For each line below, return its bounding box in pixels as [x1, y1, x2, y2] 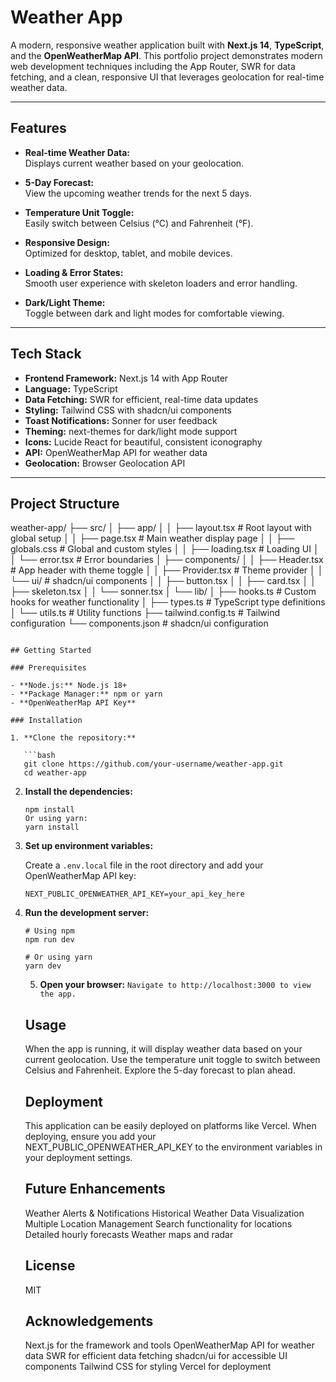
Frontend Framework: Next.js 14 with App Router [24, 372, 229, 384]
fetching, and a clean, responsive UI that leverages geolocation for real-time [10, 71, 325, 83]
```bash [23, 751, 56, 761]
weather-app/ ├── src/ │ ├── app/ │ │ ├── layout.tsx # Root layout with [10, 522, 312, 534]
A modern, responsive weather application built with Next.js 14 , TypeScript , [10, 39, 325, 51]
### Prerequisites [10, 663, 87, 673]
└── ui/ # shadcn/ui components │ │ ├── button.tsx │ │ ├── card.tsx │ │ [10, 575, 317, 587]
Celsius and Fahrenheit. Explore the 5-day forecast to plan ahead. [24, 1064, 296, 1076]
